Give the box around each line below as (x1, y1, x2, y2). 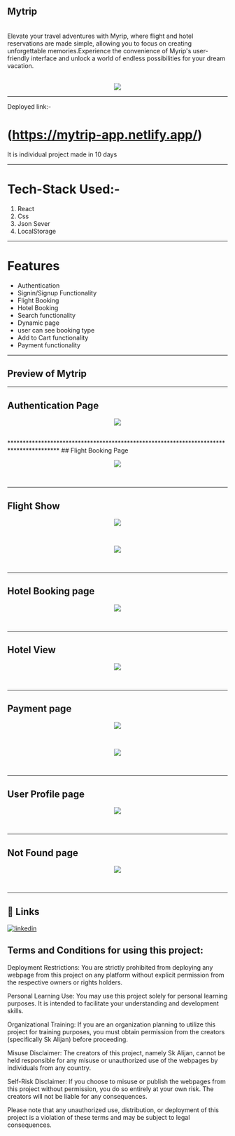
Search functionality (17, 311, 76, 319)
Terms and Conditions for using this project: (7, 944, 204, 956)
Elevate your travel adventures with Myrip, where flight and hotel (7, 32, 194, 40)
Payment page (7, 703, 72, 715)
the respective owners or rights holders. (7, 978, 123, 987)
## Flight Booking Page (61, 446, 129, 455)
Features (7, 258, 60, 274)
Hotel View (7, 644, 56, 656)
